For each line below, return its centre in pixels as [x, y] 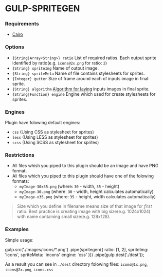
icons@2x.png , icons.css [29, 269]
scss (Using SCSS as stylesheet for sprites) [55, 143]
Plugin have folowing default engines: [43, 123]
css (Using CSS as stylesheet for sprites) [53, 132]
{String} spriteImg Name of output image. [55, 68]
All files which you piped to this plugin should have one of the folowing [83, 176]
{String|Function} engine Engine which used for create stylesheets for [84, 94]
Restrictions [20, 155]
